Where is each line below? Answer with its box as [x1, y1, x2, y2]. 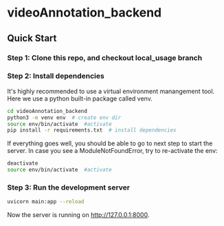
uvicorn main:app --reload [7, 198, 85, 205]
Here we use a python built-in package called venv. [7, 94, 153, 103]
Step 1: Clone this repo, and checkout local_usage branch [7, 53, 203, 63]
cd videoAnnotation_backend [7, 107, 88, 114]
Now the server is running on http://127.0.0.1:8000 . [7, 211, 150, 219]
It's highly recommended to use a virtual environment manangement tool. [7, 87, 215, 95]
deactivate [7, 160, 38, 167]
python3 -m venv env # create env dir [7, 114, 122, 121]
